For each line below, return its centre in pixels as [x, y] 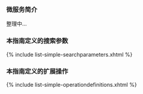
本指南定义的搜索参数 [37, 41]
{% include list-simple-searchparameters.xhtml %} [69, 54]
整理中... [17, 24]
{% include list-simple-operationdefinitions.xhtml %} [71, 84]
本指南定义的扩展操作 [37, 71]
